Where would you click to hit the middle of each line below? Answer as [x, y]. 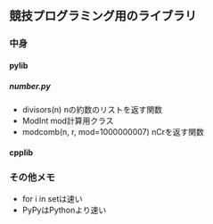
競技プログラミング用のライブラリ [103, 16]
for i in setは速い [52, 198]
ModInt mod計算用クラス [68, 120]
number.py [30, 86]
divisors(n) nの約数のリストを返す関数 [92, 109]
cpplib [21, 153]
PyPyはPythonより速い [64, 210]
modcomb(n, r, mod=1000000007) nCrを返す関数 [113, 131]
